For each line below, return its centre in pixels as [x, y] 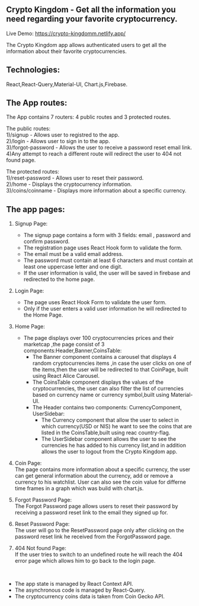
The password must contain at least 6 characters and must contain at [108, 260]
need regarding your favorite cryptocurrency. [92, 19]
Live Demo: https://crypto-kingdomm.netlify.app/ [66, 33]
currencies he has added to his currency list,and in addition [114, 446]
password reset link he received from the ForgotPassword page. [93, 536]
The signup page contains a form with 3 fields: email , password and [107, 235]
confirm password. [46, 242]
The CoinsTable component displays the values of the [98, 382]
